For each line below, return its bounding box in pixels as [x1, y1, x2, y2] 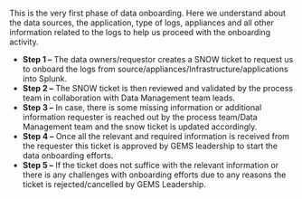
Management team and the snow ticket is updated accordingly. [22, 121, 258, 132]
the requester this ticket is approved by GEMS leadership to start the [22, 140, 278, 151]
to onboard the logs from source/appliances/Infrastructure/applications [22, 63, 288, 74]
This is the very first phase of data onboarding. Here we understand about [9, 8, 287, 18]
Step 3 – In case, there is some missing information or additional [22, 102, 262, 112]
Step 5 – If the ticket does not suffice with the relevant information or [22, 160, 279, 170]
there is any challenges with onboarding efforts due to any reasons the [22, 169, 287, 180]
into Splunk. [22, 73, 68, 84]
